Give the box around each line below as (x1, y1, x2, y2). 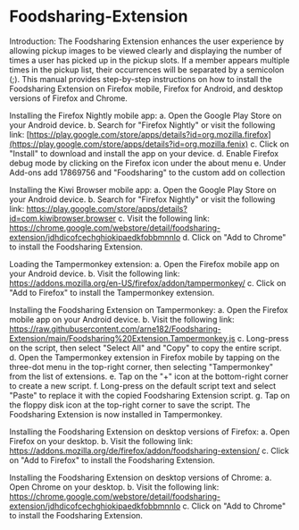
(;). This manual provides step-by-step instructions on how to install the (9, 73, 272, 84)
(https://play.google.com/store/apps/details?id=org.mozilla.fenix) (9, 139, 249, 149)
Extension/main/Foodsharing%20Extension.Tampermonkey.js (9, 332, 236, 343)
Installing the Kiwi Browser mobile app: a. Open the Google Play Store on (9, 184, 277, 195)
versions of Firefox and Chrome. (9, 92, 128, 104)
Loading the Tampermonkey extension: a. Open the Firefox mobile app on (9, 258, 279, 269)
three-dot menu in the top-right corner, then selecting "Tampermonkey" (9, 361, 274, 372)
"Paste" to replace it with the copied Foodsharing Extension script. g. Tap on (9, 390, 290, 400)
